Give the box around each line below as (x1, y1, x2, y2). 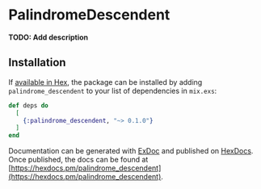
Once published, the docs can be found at (8, 155, 149, 165)
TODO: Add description (8, 32, 89, 42)
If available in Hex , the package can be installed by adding (8, 77, 203, 86)
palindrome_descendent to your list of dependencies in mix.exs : (8, 86, 217, 95)
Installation (8, 56, 66, 69)
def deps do (8, 101, 48, 110)
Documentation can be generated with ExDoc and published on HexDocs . (8, 146, 254, 156)
